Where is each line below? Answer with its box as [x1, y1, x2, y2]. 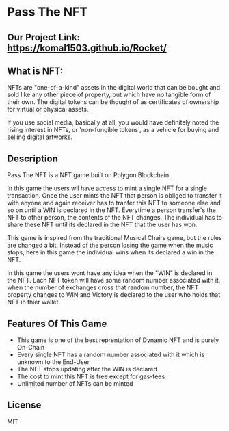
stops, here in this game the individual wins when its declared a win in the [7, 248, 215, 257]
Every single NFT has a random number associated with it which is [16, 350, 205, 359]
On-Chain [16, 343, 45, 352]
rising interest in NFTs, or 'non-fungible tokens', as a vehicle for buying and [7, 126, 219, 134]
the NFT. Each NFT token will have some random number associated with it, [7, 276, 221, 285]
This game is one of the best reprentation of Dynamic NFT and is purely [16, 336, 219, 344]
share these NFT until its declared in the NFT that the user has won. [7, 220, 198, 229]
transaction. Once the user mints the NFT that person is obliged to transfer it [7, 192, 222, 200]
